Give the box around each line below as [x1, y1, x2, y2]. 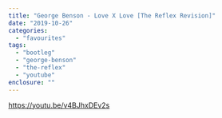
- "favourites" [15, 33, 66, 42]
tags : [8, 41, 26, 49]
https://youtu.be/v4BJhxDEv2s [8, 100, 110, 110]
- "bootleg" [15, 49, 56, 57]
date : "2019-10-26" [8, 19, 73, 27]
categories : [8, 26, 48, 34]
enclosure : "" [8, 78, 56, 86]
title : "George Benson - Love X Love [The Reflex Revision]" [8, 11, 216, 20]
